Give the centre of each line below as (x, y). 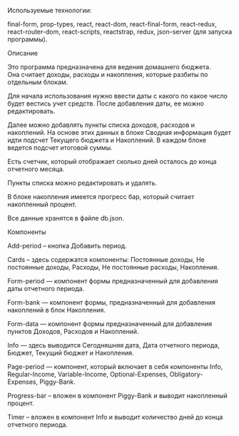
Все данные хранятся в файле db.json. (66, 218)
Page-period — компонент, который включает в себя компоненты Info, (115, 366)
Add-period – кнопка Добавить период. (67, 246)
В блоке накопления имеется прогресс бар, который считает (101, 197)
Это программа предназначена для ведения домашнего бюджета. (110, 67)
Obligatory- (186, 374)
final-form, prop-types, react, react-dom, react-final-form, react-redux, (112, 24)
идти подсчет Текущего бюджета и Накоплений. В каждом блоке (107, 140)
